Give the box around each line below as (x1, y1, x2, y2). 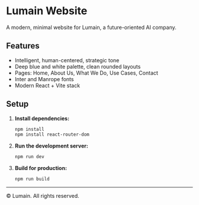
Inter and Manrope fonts (14, 75, 74, 82)
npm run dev (14, 154, 44, 160)
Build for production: (14, 165, 67, 172)
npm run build (14, 176, 50, 182)
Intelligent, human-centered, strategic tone (14, 56, 120, 63)
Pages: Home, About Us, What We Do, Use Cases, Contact (14, 69, 159, 76)
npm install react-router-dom (14, 132, 90, 137)
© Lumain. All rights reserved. (6, 193, 80, 200)
